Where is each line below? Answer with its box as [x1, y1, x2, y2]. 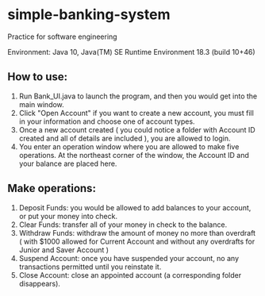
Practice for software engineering [7, 32, 117, 41]
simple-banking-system [7, 6, 171, 24]
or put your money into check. [18, 211, 118, 221]
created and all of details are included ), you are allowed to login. [18, 133, 231, 143]
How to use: [7, 70, 68, 84]
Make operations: [7, 182, 97, 195]
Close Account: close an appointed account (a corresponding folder [18, 270, 242, 279]
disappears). [18, 279, 61, 288]
